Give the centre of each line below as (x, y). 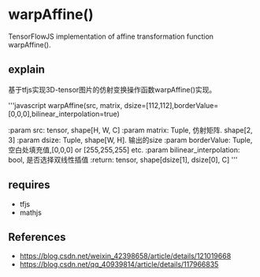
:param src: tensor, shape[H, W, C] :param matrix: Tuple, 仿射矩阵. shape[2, (131, 130)
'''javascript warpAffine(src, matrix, (65, 105)
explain (27, 70)
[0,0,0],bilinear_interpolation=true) (64, 114)
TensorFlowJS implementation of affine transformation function (111, 36)
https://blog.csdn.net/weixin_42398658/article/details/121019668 (125, 256)
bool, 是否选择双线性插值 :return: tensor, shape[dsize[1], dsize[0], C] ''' (123, 159)
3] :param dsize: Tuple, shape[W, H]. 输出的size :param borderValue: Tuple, (130, 140)
